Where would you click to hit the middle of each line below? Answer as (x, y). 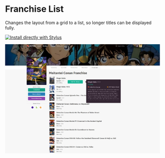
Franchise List (34, 9)
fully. (10, 27)
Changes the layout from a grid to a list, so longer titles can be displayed (78, 23)
